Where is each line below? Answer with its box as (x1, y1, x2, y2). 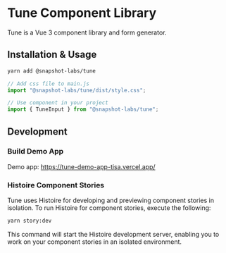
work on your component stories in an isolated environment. (7, 237, 182, 246)
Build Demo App (7, 147, 64, 156)
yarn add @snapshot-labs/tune (7, 67, 96, 75)
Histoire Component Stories (7, 180, 105, 190)
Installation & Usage (7, 49, 97, 61)
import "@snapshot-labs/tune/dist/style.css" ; (7, 87, 146, 94)
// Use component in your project (7, 99, 109, 106)
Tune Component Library (7, 5, 157, 21)
